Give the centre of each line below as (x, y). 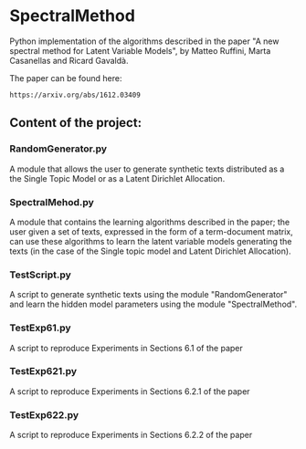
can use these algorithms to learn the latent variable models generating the (151, 241)
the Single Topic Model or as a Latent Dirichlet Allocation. (117, 178)
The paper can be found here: (66, 78)
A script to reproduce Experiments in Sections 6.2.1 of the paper (130, 391)
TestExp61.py (40, 328)
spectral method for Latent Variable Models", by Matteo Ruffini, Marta (140, 50)
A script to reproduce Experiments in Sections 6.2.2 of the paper (131, 435)
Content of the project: (76, 123)
